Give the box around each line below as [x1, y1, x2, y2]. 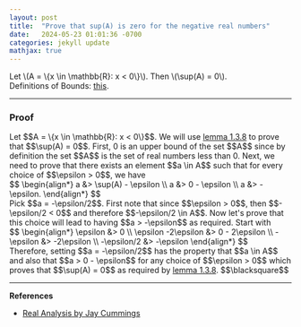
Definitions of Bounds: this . [9, 81, 109, 91]
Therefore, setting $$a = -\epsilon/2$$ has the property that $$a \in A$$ [9, 245, 279, 256]
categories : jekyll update [9, 38, 110, 47]
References [9, 290, 54, 301]
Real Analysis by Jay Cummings [21, 308, 141, 319]
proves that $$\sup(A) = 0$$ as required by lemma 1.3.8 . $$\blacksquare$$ [9, 265, 289, 276]
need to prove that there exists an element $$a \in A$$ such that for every [9, 160, 284, 171]
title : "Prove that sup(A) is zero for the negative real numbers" [9, 22, 271, 30]
